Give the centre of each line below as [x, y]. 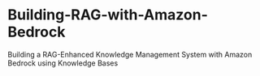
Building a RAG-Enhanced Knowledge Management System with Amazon [130, 54]
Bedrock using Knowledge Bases [63, 63]
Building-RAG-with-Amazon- [108, 15]
